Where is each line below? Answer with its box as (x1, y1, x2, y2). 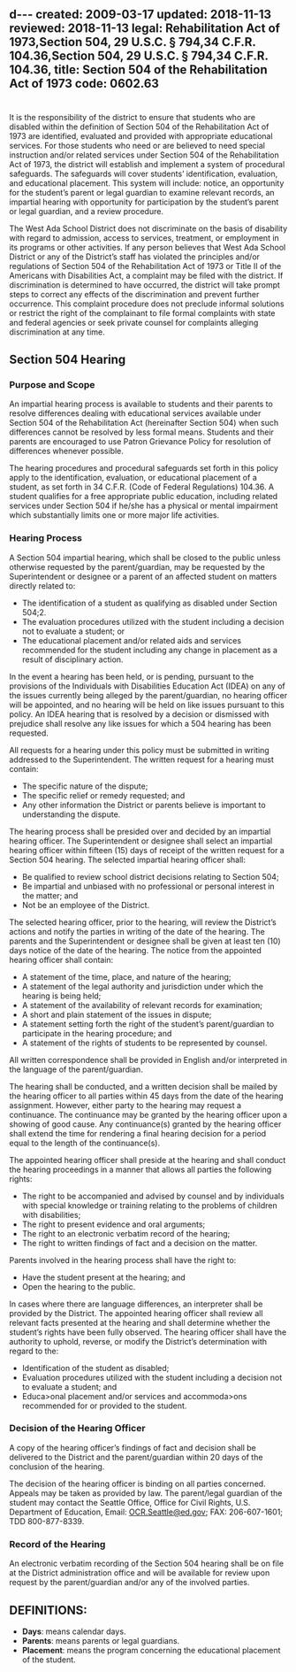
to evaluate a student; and (21, 1381, 118, 1392)
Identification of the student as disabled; (21, 1362, 170, 1373)
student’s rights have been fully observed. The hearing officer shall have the (9, 1327, 287, 1337)
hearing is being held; (21, 990, 102, 1001)
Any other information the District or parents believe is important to (21, 799, 267, 810)
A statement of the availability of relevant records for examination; (21, 999, 263, 1010)
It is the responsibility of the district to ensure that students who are (9, 112, 256, 122)
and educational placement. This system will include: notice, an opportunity (9, 177, 285, 189)
